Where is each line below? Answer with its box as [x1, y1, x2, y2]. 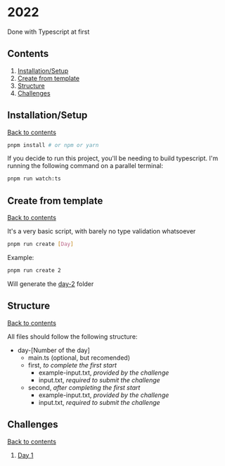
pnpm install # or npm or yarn [7, 141, 99, 148]
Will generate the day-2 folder [7, 279, 94, 288]
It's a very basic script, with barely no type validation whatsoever [7, 227, 196, 235]
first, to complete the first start [27, 361, 117, 369]
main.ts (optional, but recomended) [27, 353, 131, 362]
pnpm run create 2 [7, 267, 61, 274]
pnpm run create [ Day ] [7, 240, 74, 248]
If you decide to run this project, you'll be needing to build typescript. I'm [7, 154, 219, 162]
